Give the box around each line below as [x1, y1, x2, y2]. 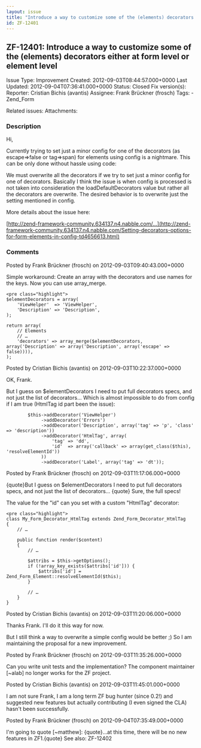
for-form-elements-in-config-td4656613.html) [6, 233, 120, 240]
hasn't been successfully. [6, 705, 69, 712]
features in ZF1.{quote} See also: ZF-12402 [6, 734, 112, 742]
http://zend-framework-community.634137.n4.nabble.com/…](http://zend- [8, 220, 191, 227]
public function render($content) [17, 537, 103, 543]
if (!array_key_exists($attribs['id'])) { [28, 563, 135, 569]
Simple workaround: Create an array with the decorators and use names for [6, 273, 193, 280]
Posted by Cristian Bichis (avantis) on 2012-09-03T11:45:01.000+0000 [6, 680, 181, 688]
